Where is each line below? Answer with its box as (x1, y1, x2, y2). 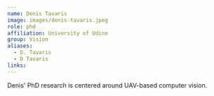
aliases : (7, 42, 33, 49)
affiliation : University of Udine (7, 29, 109, 37)
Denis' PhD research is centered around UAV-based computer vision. (7, 81, 208, 89)
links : (7, 62, 27, 69)
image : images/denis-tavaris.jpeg (7, 17, 109, 24)
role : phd (7, 23, 36, 30)
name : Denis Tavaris (7, 10, 68, 17)
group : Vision (7, 36, 49, 43)
